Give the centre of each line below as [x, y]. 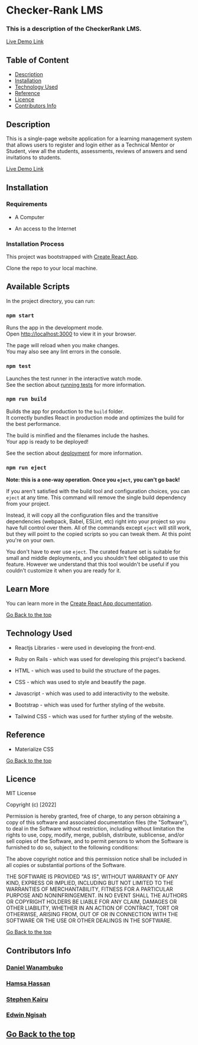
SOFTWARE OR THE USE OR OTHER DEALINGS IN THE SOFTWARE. [89, 921]
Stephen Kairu [27, 999]
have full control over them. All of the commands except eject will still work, [99, 528]
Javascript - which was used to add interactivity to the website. [92, 693]
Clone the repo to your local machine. [52, 268]
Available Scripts [38, 287]
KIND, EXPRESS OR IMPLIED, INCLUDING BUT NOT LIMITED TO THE [90, 883]
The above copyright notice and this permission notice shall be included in [97, 859]
